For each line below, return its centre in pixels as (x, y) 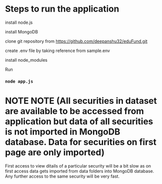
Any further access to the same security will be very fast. (63, 176)
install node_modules (26, 60)
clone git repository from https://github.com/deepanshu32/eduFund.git (76, 41)
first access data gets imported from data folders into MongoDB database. (80, 171)
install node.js (19, 22)
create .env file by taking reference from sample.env (58, 50)
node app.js (19, 81)
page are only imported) (55, 153)
